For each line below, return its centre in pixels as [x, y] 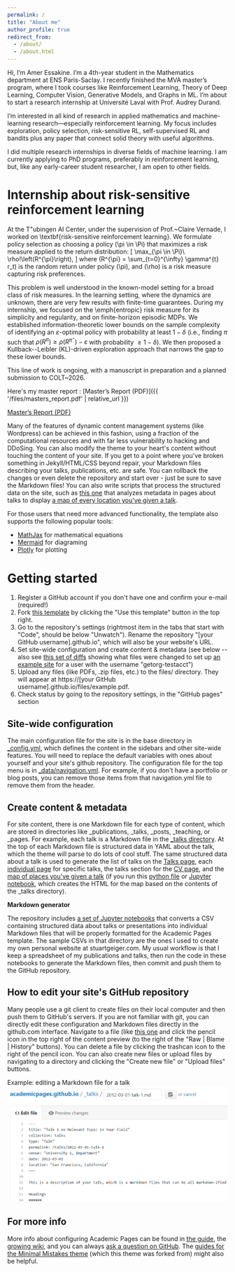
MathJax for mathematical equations [70, 535]
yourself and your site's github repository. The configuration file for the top [115, 763]
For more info [37, 1222]
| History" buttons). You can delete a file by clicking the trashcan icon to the [116, 1046]
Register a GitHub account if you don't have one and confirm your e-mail [122, 597]
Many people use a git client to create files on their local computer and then [116, 1009]
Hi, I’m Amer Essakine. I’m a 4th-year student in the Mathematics [101, 72]
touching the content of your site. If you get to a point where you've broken [115, 456]
